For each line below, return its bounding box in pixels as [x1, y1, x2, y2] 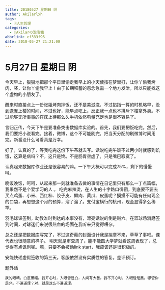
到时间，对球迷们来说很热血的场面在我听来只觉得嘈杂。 [5, 221, 117, 227]
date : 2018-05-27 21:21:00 [5, 39, 60, 44]
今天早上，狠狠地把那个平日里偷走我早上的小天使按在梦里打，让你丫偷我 [5, 79, 151, 85]
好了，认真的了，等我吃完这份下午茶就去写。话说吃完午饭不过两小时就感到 [5, 147, 156, 153]
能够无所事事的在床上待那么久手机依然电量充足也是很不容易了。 [9, 114, 138, 120]
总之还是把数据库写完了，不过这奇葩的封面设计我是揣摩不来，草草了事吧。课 [5, 232, 160, 237]
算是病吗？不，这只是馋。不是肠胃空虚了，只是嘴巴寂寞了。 [18, 153, 138, 159]
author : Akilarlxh [5, 12, 43, 17]
